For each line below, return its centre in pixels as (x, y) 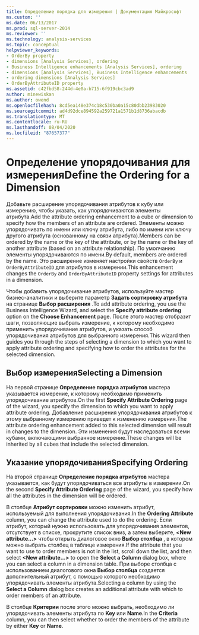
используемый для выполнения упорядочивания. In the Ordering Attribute (100, 513)
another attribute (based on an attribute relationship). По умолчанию (91, 248)
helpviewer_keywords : (33, 50)
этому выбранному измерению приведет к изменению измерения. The (97, 418)
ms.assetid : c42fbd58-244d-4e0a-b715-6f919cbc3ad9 (70, 89)
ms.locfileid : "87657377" (38, 133)
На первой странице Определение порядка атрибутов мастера (88, 387)
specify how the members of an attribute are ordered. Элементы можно (95, 223)
